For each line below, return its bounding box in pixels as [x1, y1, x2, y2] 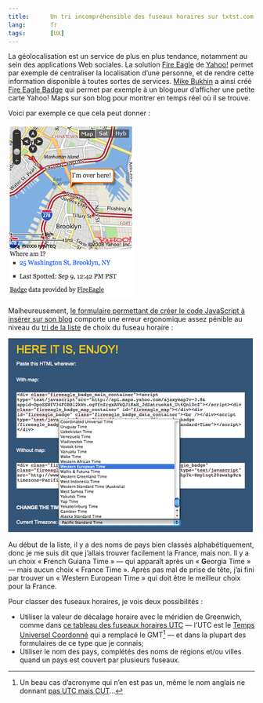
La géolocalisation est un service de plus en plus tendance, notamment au [8, 52, 248, 61]
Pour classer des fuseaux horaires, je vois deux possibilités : [8, 597, 204, 606]
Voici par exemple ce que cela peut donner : [8, 108, 151, 118]
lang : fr [8, 20, 58, 29]
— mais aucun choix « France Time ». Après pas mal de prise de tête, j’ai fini [8, 565, 254, 574]
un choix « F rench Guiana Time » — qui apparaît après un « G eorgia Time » [8, 557, 251, 566]
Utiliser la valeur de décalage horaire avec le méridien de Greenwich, [19, 612, 243, 621]
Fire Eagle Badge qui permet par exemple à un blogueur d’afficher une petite [8, 85, 255, 94]
